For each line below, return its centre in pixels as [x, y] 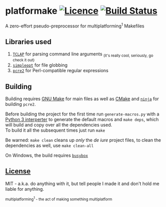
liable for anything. [25, 189]
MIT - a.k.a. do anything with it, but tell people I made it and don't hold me [82, 184]
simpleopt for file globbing [40, 65]
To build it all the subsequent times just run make [55, 130]
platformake [31, 11]
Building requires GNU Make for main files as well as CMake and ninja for [82, 99]
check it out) [24, 60]
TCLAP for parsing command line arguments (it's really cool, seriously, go [83, 55]
